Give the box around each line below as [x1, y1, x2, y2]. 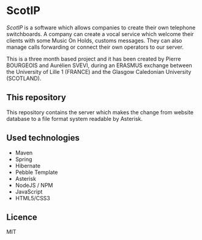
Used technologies [6, 133, 80, 144]
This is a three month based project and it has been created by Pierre [6, 55, 181, 62]
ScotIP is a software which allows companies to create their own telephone [6, 24, 196, 31]
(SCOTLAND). [6, 75, 42, 82]
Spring [15, 155, 32, 162]
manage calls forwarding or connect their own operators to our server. [6, 43, 184, 51]
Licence [6, 212, 38, 222]
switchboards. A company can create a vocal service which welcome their [6, 30, 194, 37]
